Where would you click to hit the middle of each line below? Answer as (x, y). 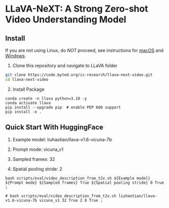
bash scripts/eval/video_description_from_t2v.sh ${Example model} (78, 178)
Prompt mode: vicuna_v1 (38, 149)
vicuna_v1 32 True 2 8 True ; (71, 200)
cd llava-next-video (27, 79)
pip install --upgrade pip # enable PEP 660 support (63, 107)
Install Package (28, 89)
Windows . (16, 56)
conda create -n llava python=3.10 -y (46, 98)
